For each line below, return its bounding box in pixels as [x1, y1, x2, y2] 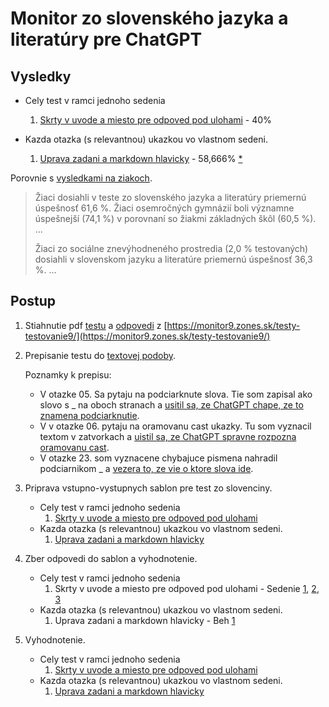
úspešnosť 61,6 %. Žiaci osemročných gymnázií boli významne [34, 202, 295, 214]
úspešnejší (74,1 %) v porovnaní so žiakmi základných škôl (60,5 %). [34, 213, 317, 224]
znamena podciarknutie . [39, 409, 140, 421]
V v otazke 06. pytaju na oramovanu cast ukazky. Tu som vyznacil [39, 420, 312, 432]
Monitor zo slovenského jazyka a [10, 7, 289, 30]
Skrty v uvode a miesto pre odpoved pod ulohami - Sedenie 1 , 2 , [54, 582, 320, 594]
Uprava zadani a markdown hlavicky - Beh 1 [54, 614, 236, 626]
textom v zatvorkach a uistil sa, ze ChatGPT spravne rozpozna [39, 430, 297, 442]
